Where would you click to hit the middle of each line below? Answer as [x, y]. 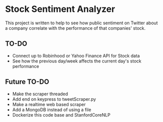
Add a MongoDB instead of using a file [52, 110]
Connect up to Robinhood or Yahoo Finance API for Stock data [76, 56]
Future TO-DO [27, 82]
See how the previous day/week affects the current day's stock [77, 61]
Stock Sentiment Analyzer [60, 9]
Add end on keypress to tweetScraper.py [54, 99]
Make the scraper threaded [40, 94]
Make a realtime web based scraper [49, 104]
